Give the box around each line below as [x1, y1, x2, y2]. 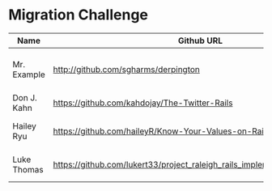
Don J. [12, 91, 38, 103]
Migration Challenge [8, 6, 148, 24]
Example [12, 69, 46, 80]
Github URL [177, 35, 223, 46]
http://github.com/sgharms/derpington [53, 63, 201, 74]
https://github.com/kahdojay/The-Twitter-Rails [53, 97, 233, 108]
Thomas [12, 163, 44, 175]
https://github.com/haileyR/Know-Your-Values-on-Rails [53, 125, 270, 137]
